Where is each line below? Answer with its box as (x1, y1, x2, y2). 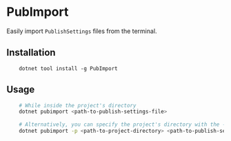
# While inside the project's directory (19, 102, 137, 109)
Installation (6, 47, 56, 58)
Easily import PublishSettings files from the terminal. (6, 27, 157, 35)
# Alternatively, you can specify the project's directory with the (19, 121, 220, 128)
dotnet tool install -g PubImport (19, 65, 118, 72)
